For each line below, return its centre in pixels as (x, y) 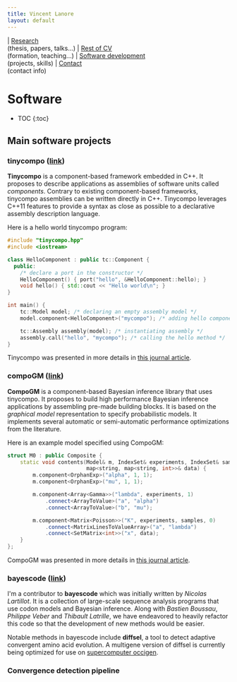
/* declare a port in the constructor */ (81, 273)
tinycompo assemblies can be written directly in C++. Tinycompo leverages (117, 199)
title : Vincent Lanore (41, 14)
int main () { (26, 305)
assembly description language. (54, 214)
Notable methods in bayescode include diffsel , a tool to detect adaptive (111, 638)
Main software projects (59, 141)
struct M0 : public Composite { (55, 455)
